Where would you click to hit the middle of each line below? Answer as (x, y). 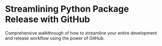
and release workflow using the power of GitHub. (55, 38)
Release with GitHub (48, 19)
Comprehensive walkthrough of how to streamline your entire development (81, 33)
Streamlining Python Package (67, 9)
